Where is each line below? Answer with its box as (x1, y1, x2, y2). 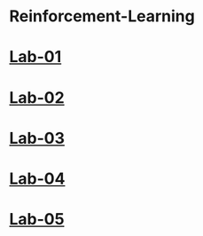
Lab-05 (9, 209, 65, 230)
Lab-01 (9, 47, 62, 67)
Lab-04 (9, 169, 66, 188)
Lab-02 (9, 87, 65, 107)
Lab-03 (9, 128, 65, 148)
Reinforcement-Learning (9, 6, 195, 27)
